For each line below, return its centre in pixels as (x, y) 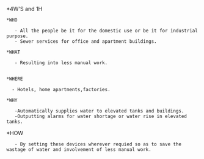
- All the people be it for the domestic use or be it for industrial (106, 31)
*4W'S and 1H (24, 9)
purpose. (17, 36)
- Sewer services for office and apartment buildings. (86, 42)
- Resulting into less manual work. (61, 63)
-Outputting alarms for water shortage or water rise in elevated (101, 116)
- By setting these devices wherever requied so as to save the (98, 144)
